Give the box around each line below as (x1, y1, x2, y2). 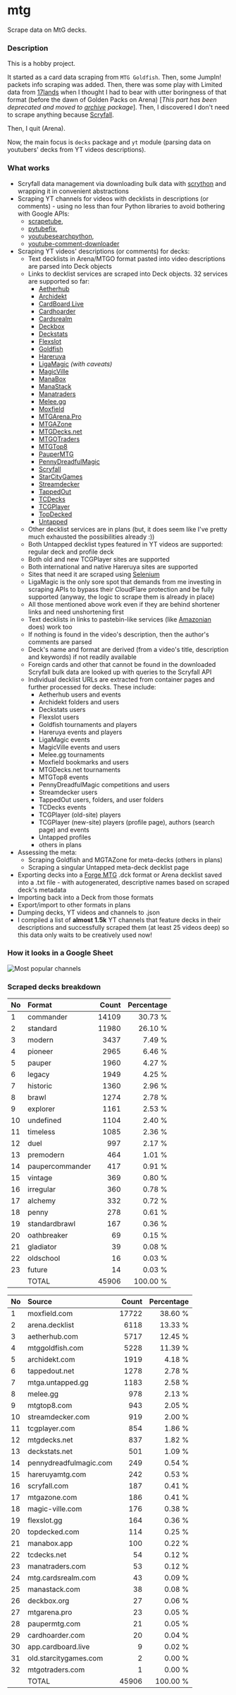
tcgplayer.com (27, 1423, 75, 1433)
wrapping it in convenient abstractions (17, 187, 129, 195)
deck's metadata (17, 885, 67, 894)
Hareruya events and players (38, 728, 123, 736)
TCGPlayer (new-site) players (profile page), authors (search (38, 817, 215, 826)
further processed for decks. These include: (27, 682, 156, 691)
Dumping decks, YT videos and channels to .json (17, 908, 160, 916)
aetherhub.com (27, 1332, 79, 1341)
